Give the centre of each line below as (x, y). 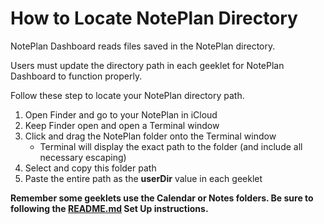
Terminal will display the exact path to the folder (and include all (171, 146)
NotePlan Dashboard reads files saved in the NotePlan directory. (143, 46)
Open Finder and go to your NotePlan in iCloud (121, 114)
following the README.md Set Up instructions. (109, 208)
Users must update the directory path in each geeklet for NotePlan (147, 65)
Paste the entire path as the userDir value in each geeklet (143, 178)
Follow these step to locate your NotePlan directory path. (127, 95)
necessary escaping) (83, 157)
